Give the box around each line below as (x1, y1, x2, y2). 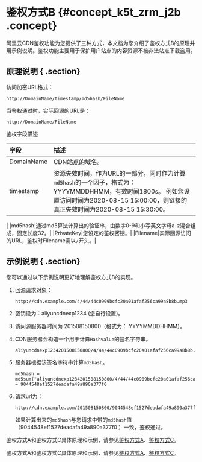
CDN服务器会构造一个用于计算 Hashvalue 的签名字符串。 (14, 335, 151, 343)
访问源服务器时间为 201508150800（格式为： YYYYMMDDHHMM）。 (14, 322, 186, 329)
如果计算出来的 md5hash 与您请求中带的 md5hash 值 (14, 416, 132, 423)
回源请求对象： (14, 286, 52, 293)
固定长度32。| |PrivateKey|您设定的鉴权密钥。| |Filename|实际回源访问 (16, 229, 191, 236)
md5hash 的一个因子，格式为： (53, 178, 136, 186)
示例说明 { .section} (6, 256, 81, 267)
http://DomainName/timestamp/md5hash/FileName (6, 95, 125, 101)
